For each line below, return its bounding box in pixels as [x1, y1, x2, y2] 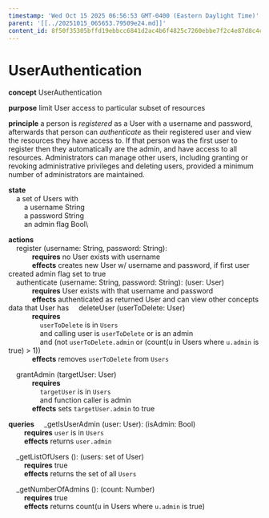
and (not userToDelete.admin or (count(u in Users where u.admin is [39, 338, 259, 347]
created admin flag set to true [8, 269, 106, 279]
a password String [23, 211, 85, 221]
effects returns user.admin [23, 436, 112, 446]
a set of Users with [15, 194, 78, 204]
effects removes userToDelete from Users [31, 354, 170, 364]
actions [8, 235, 34, 245]
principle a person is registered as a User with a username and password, [8, 119, 253, 128]
